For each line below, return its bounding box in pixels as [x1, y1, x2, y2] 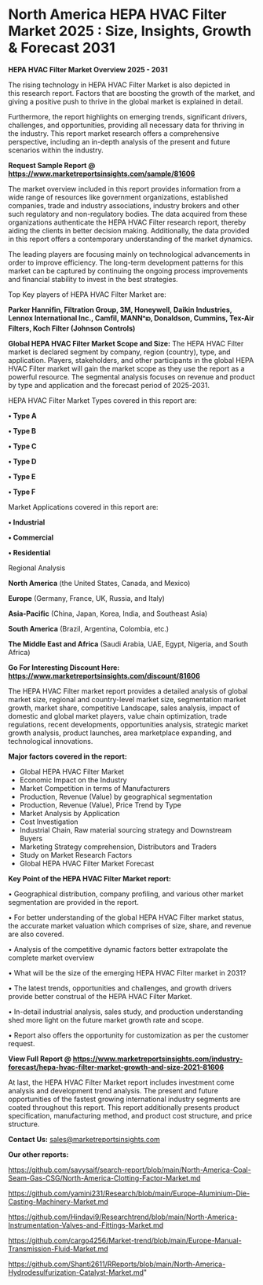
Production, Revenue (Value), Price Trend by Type [19, 800, 182, 810]
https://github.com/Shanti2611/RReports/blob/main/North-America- [8, 1259, 226, 1269]
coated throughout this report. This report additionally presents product [8, 1102, 239, 1112]
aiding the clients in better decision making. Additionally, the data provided [8, 225, 250, 235]
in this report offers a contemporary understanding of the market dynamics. [8, 234, 253, 243]
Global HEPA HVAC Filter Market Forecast [19, 858, 155, 868]
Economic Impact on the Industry [19, 775, 127, 785]
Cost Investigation [19, 817, 79, 826]
